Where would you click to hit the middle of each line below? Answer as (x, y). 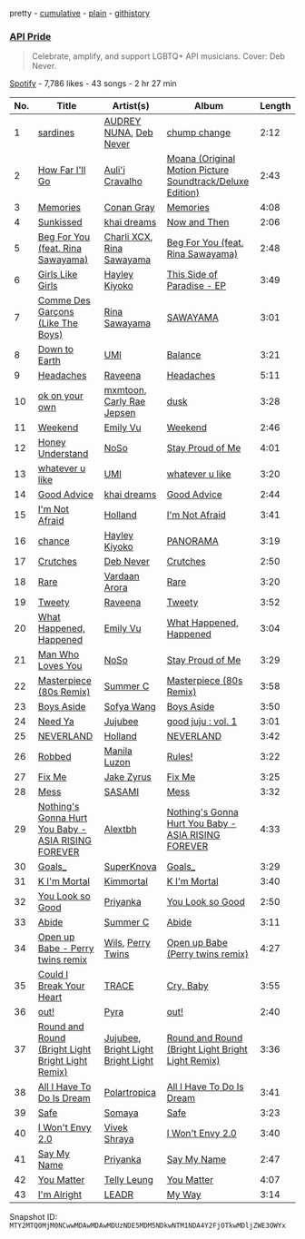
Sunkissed (60, 222)
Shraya (119, 1139)
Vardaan (122, 576)
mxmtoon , (125, 390)
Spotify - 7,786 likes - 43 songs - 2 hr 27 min (93, 84)
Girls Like (58, 274)
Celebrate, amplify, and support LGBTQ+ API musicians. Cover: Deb (158, 56)
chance (54, 541)
